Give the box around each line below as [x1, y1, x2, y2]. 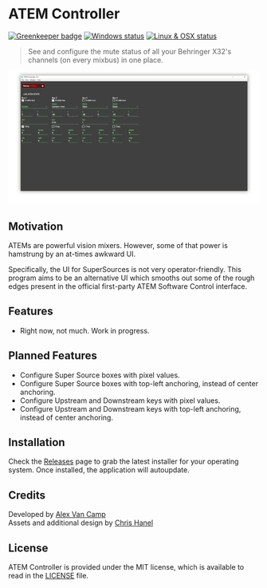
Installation [8, 436, 65, 449]
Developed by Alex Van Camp [8, 510, 106, 519]
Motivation [8, 219, 64, 233]
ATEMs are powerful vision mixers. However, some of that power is [8, 240, 229, 250]
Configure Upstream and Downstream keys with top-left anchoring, [19, 404, 241, 413]
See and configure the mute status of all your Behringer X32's [27, 46, 232, 56]
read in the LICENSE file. [8, 571, 89, 580]
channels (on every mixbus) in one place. [27, 55, 163, 65]
